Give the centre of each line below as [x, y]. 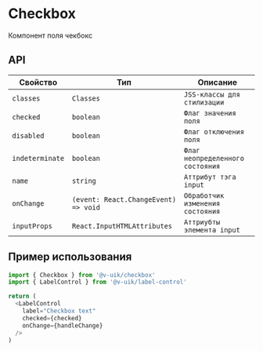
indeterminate [38, 158]
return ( [22, 296]
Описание [217, 82]
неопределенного [214, 158]
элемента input [212, 230]
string [84, 181]
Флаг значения [210, 113]
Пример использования [70, 257]
